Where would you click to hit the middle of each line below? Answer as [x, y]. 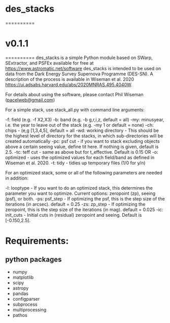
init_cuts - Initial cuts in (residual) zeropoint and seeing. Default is [74, 215]
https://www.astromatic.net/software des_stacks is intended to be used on [83, 68]
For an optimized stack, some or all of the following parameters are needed [84, 172]
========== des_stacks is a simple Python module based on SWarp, [79, 57]
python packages [33, 260]
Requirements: [37, 241]
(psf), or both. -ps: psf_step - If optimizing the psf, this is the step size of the [85, 198]
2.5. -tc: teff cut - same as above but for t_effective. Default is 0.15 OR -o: [82, 152]
